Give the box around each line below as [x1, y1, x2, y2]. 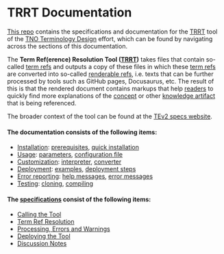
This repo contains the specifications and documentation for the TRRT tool [7, 27, 218, 36]
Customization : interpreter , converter [16, 157, 122, 166]
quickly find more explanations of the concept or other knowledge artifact [7, 91, 216, 100]
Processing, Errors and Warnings [16, 225, 111, 233]
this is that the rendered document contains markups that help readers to [7, 84, 214, 92]
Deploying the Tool [16, 232, 71, 240]
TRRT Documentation [7, 5, 132, 21]
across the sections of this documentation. [7, 42, 128, 50]
